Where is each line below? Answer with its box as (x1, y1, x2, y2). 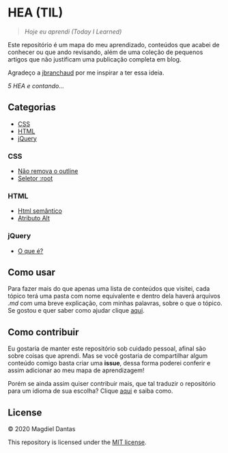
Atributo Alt (17, 214, 51, 222)
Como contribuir (8, 326, 79, 338)
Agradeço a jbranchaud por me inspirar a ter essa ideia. (8, 68, 165, 77)
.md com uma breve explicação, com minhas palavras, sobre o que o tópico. (8, 299, 223, 307)
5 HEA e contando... (8, 81, 64, 90)
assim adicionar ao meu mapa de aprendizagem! (8, 366, 145, 374)
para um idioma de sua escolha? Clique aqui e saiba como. (8, 387, 173, 395)
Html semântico (17, 207, 62, 215)
